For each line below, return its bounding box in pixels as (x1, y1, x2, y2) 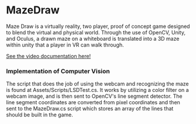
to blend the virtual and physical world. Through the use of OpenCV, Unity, (6, 29, 186, 36)
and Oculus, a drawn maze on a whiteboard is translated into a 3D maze (6, 35, 180, 42)
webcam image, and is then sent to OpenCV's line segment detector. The (6, 93, 183, 100)
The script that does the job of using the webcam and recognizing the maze (6, 80, 189, 87)
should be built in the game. (6, 111, 73, 118)
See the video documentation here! (6, 52, 91, 59)
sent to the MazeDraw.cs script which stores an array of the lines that (6, 105, 174, 112)
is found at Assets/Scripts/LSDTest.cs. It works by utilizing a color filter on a (6, 87, 189, 94)
